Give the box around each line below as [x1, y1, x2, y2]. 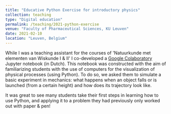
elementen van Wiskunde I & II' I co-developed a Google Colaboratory [5, 55, 152, 61]
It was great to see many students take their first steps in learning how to [5, 92, 159, 98]
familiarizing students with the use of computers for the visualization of [5, 66, 155, 72]
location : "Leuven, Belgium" [5, 36, 67, 41]
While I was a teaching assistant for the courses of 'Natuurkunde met [5, 49, 151, 56]
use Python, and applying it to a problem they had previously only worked [5, 97, 160, 103]
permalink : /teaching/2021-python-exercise [5, 21, 100, 27]
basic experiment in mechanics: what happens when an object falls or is [5, 77, 157, 83]
